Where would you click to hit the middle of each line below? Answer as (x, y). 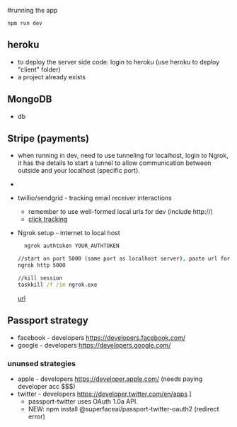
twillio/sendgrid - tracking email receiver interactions (94, 198)
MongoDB (30, 99)
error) (37, 416)
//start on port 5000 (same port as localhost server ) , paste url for (124, 259)
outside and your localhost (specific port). (79, 171)
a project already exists (52, 76)
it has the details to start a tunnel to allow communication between (114, 163)
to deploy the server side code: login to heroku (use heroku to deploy (118, 62)
